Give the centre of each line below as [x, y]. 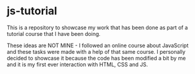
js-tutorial [32, 11]
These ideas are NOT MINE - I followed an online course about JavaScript [98, 45]
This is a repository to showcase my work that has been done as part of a [97, 27]
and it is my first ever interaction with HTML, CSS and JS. [77, 64]
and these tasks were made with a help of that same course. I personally [96, 51]
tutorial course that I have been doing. [54, 33]
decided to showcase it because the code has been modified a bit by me [96, 58]
